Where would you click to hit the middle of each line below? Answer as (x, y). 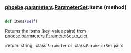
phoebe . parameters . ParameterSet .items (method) (66, 7)
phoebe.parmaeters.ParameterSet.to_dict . (47, 36)
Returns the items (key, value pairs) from (46, 31)
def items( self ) (21, 22)
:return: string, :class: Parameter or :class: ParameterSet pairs (64, 46)
